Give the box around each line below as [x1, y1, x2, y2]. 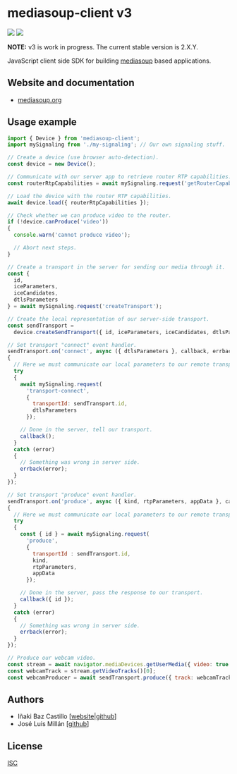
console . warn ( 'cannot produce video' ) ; [13, 231, 131, 239]
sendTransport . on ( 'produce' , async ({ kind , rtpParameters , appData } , [7, 498, 222, 505]
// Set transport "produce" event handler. [7, 491, 138, 498]
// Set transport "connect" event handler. [7, 341, 138, 348]
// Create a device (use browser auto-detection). [7, 154, 159, 161]
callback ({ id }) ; [20, 596, 74, 603]
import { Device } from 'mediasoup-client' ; [7, 135, 140, 142]
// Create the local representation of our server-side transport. [7, 315, 210, 322]
